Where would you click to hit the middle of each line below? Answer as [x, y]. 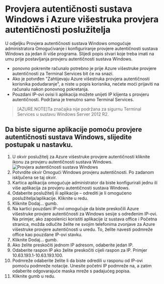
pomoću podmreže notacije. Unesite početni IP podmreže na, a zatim [82, 265]
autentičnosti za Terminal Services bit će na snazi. [63, 73]
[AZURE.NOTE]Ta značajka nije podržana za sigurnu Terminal [79, 109]
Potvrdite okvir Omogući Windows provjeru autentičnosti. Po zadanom [83, 172]
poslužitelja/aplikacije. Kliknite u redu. [50, 198]
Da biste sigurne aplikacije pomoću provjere [74, 130]
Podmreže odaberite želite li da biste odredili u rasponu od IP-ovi [77, 261]
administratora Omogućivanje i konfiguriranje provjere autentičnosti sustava [82, 48]
